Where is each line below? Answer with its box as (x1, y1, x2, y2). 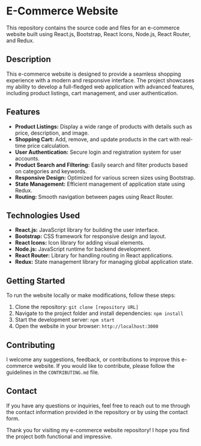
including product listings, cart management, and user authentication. (6, 89, 178, 97)
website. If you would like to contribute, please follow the (34, 362, 175, 369)
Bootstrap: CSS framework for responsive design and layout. (14, 233, 167, 240)
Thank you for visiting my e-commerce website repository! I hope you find (6, 426, 190, 433)
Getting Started (6, 275, 65, 286)
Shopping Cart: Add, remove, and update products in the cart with (14, 135, 180, 142)
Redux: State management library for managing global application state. (14, 258, 194, 266)
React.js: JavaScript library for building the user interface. (14, 227, 160, 234)
